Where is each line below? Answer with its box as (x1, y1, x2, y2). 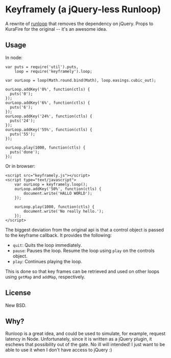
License (5, 288, 31, 298)
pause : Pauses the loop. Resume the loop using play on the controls (12, 247, 155, 254)
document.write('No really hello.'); (23, 208, 104, 214)
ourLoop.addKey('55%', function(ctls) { (5, 127, 93, 132)
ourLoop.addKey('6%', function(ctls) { (5, 100, 90, 106)
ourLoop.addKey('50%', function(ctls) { (14, 186, 102, 192)
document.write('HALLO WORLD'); (23, 191, 93, 196)
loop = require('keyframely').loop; (14, 69, 93, 74)
